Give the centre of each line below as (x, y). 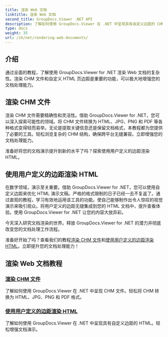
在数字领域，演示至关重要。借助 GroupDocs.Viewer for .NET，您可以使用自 (82, 187)
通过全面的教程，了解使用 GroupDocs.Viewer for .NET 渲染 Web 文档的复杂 (82, 72)
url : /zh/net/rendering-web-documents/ (47, 38)
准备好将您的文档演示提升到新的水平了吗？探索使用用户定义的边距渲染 (77, 151)
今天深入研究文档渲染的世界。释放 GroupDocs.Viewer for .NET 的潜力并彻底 (83, 223)
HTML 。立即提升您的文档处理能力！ (42, 246)
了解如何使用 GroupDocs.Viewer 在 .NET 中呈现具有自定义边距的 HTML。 (80, 323)
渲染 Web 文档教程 (34, 263)
